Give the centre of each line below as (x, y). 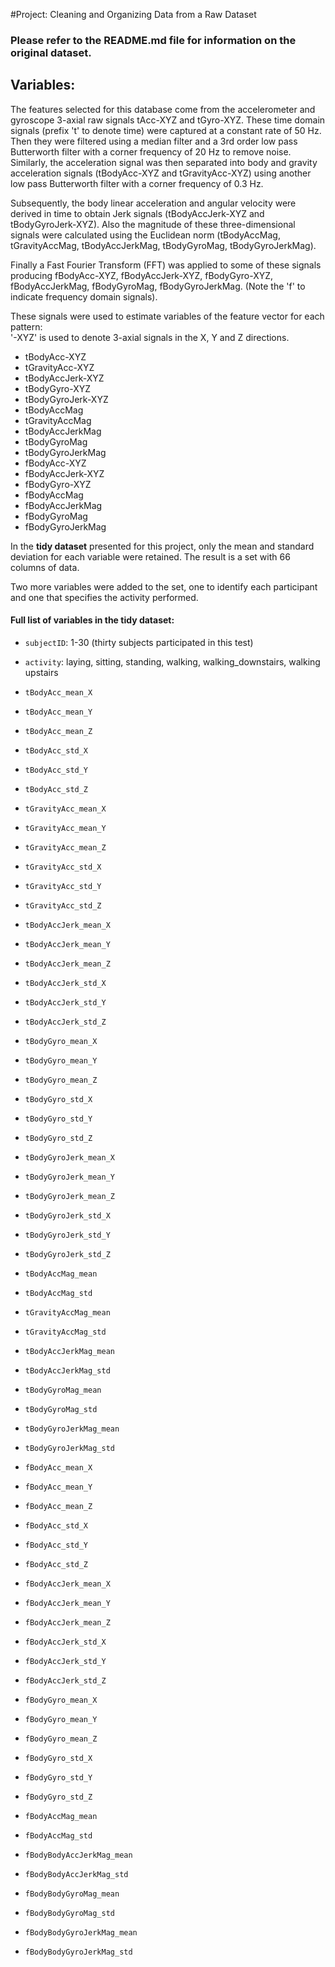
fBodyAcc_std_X (56, 1525)
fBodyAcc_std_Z (56, 1564)
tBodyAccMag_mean (61, 1274)
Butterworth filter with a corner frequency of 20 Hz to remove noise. (151, 151)
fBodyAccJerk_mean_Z (67, 1622)
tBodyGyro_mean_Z (61, 1080)
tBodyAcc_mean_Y (58, 712)
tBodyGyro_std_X (58, 1099)
